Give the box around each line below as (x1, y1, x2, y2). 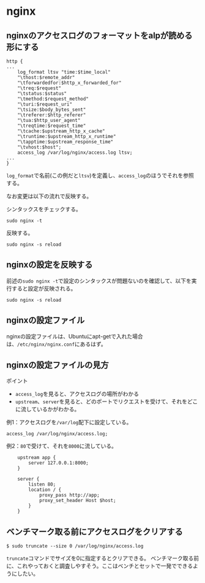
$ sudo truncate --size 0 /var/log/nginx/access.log (6, 543, 144, 549)
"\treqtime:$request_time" (17, 123, 86, 129)
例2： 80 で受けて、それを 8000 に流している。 (6, 443, 117, 450)
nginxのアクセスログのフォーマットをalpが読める (6, 30, 193, 40)
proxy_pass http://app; (39, 492, 100, 498)
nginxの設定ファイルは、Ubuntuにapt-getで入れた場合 (6, 332, 144, 340)
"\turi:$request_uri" (17, 101, 72, 107)
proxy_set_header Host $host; (39, 498, 116, 504)
